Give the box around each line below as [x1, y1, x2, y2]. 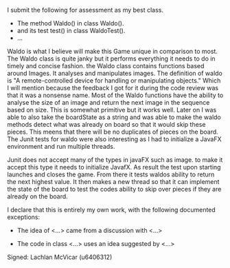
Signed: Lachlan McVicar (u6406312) [7, 253, 113, 261]
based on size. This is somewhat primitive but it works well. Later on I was [7, 106, 217, 114]
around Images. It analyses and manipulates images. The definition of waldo [7, 69, 223, 77]
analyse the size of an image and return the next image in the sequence [7, 99, 210, 106]
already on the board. [7, 192, 69, 200]
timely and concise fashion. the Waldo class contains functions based [7, 62, 205, 70]
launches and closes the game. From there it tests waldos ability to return [7, 170, 215, 178]
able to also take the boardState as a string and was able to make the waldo [7, 113, 221, 121]
